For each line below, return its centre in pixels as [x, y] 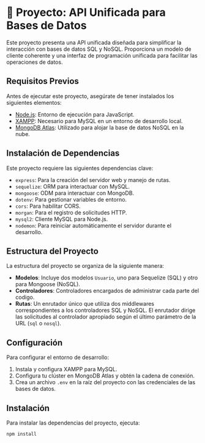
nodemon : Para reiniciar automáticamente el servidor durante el [93, 225]
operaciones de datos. [35, 62]
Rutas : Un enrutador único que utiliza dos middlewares [85, 304]
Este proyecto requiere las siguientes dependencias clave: [80, 168]
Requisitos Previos [43, 81]
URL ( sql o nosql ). [38, 324]
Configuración [35, 343]
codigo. [25, 297]
